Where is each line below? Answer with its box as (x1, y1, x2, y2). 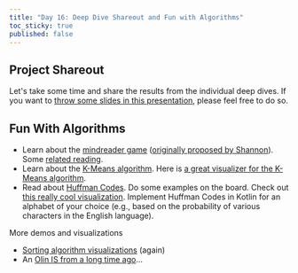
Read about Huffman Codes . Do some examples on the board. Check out (21, 183, 289, 192)
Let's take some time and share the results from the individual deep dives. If (9, 86, 286, 97)
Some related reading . (21, 154, 104, 164)
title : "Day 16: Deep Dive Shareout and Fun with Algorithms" (9, 12, 244, 22)
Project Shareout (9, 62, 105, 77)
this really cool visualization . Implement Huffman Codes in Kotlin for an (21, 191, 281, 202)
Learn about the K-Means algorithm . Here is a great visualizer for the (21, 163, 273, 174)
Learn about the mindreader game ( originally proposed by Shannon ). (21, 144, 274, 155)
